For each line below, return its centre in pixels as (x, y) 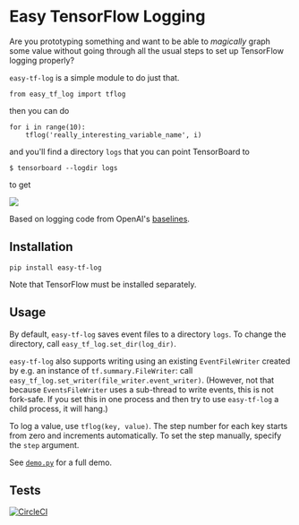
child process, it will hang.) (59, 409)
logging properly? (42, 60)
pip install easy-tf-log (56, 267)
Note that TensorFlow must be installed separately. (103, 284)
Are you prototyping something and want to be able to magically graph (140, 41)
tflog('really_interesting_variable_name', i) (114, 135)
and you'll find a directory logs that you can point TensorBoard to (130, 151)
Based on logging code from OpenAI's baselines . (100, 219)
